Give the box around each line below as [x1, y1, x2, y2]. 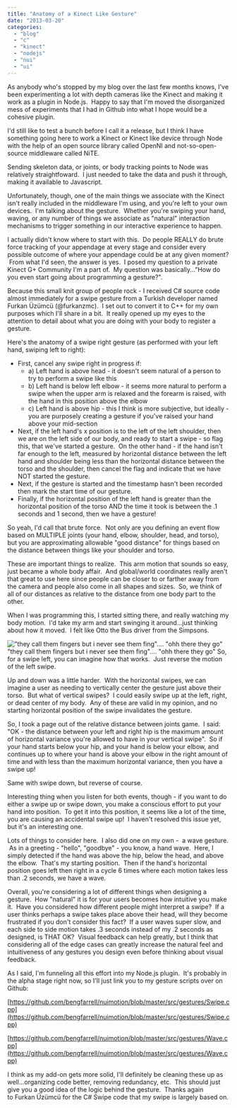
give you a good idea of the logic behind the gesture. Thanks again [7, 1085, 204, 1094]
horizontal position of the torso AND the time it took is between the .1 [17, 502, 217, 510]
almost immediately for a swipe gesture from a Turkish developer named [7, 294, 218, 302]
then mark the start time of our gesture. [17, 486, 133, 496]
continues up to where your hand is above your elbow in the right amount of [7, 750, 228, 758]
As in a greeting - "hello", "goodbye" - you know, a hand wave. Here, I [8, 843, 214, 852]
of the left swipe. [7, 662, 56, 670]
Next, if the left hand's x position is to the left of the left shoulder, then [17, 426, 221, 435]
